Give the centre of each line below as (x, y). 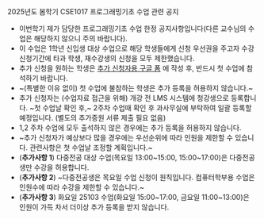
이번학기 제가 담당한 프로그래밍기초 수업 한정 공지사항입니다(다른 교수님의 (132, 29)
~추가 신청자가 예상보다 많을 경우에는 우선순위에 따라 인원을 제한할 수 (126, 138)
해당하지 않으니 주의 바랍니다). (80, 38)
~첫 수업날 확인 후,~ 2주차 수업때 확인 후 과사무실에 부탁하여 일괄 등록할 (141, 108)
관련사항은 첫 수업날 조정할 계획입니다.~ (91, 148)
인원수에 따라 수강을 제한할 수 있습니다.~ (81, 187)
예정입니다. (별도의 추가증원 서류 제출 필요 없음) (92, 118)
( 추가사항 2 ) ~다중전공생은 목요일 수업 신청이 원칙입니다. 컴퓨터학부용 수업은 (137, 177)
